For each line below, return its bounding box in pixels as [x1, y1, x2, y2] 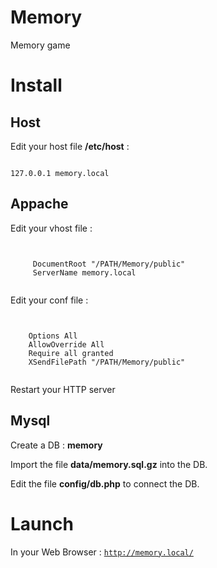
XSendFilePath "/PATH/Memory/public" [28, 357, 186, 367]
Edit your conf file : [10, 294, 89, 306]
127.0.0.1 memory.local [10, 168, 110, 178]
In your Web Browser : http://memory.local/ [10, 546, 194, 558]
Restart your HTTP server [10, 383, 116, 395]
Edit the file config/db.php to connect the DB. [10, 477, 200, 490]
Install [10, 74, 63, 97]
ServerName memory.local [32, 267, 137, 278]
